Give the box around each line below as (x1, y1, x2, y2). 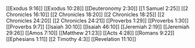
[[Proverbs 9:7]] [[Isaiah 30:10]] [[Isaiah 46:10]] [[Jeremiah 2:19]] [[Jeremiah (6, 23, 190, 30)
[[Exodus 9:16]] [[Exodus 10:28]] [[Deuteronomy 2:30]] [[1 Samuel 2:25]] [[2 (6, 5, 189, 12)
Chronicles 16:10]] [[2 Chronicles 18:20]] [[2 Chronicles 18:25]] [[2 (6, 11, 165, 18)
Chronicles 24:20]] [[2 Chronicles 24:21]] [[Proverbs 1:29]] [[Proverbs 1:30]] (6, 17, 189, 24)
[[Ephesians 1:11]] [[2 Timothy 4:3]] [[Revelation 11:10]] (6, 36, 136, 42)
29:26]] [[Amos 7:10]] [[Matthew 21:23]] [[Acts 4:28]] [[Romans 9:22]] (6, 29, 175, 36)
